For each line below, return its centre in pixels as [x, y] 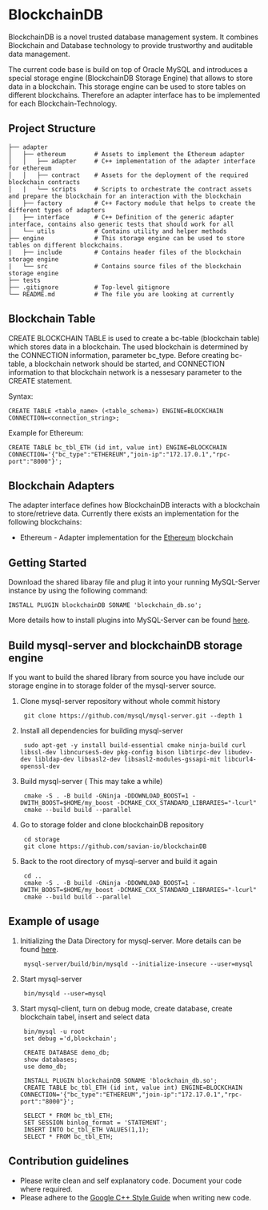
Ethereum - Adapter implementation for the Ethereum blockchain [126, 537]
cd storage [42, 839]
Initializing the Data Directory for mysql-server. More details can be [130, 941]
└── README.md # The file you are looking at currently [121, 294]
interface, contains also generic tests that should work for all [121, 224]
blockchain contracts [44, 182]
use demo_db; [45, 1067]
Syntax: [21, 396]
